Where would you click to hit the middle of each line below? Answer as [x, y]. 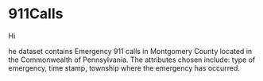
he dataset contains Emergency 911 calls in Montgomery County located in [130, 51]
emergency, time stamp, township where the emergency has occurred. [124, 67]
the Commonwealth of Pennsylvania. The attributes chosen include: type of [132, 60]
